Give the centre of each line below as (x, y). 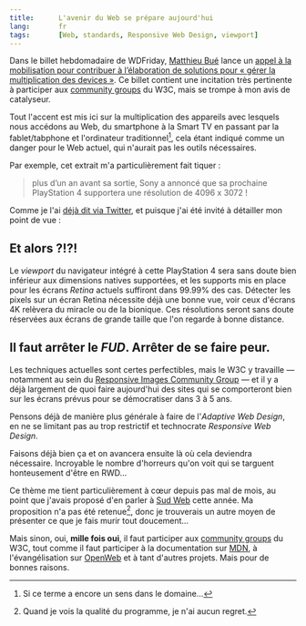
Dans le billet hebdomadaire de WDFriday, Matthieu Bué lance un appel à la (151, 61)
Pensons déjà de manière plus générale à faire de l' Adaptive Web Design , (147, 416)
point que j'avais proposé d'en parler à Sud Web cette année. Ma (131, 500)
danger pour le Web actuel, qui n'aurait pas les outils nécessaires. (133, 148)
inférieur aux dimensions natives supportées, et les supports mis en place (148, 280)
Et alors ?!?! (44, 248)
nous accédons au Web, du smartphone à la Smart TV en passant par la (144, 127)
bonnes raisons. (40, 568)
